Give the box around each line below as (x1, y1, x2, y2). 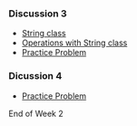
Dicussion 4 (8, 70, 63, 82)
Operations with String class (21, 37, 128, 48)
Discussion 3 (8, 7, 67, 20)
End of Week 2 (8, 108, 64, 119)
